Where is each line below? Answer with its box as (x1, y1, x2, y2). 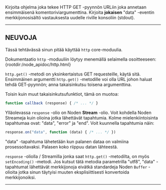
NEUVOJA (5, 34, 37, 42)
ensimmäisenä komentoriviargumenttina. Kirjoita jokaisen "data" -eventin (5, 9, 155, 15)
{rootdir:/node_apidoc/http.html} (5, 61, 71, 67)
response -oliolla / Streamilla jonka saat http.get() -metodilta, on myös (5, 153, 150, 159)
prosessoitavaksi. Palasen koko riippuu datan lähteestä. (5, 144, 119, 150)
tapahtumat (5, 164, 29, 170)
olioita (5, 169, 18, 175)
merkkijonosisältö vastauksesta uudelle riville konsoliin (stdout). (5, 15, 135, 20)
